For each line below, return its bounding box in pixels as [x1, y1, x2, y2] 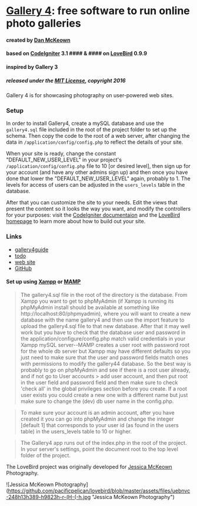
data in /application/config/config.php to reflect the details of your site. [6, 138, 183, 145]
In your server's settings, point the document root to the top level [20, 445, 178, 452]
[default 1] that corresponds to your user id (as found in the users [20, 421, 179, 428]
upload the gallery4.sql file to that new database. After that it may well [20, 322, 191, 329]
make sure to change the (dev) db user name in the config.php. [20, 398, 174, 405]
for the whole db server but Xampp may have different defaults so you [20, 348, 191, 355]
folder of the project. [20, 452, 71, 459]
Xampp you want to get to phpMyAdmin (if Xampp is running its [20, 297, 174, 305]
